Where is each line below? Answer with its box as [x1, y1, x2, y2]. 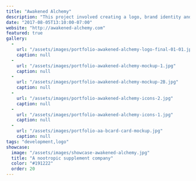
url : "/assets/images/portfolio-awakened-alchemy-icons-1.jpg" [16, 112, 174, 117]
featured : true [6, 30, 43, 36]
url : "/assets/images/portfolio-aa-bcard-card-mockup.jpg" [16, 128, 163, 134]
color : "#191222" [11, 161, 54, 166]
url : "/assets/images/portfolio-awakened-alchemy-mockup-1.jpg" [16, 62, 176, 69]
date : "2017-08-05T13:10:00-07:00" [6, 19, 93, 25]
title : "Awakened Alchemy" [6, 8, 72, 15]
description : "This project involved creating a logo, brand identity [6, 14, 181, 20]
